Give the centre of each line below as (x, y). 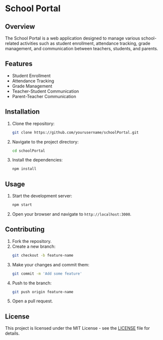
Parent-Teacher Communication (44, 96)
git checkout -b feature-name (43, 255)
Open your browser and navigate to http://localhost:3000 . (72, 214)
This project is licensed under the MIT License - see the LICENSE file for (77, 328)
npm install (24, 169)
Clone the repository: (33, 123)
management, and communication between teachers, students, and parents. (81, 49)
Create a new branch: (34, 246)
